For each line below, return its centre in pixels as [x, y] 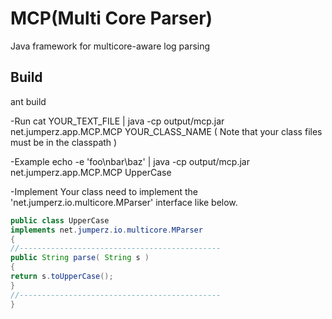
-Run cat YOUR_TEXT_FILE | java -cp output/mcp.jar [117, 121]
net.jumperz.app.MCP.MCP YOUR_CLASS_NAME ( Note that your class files [166, 131]
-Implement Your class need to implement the [104, 191]
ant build [28, 101]
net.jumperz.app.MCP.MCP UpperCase [91, 172]
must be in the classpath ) [64, 142]
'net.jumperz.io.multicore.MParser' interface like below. [124, 202]
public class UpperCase [60, 220]
